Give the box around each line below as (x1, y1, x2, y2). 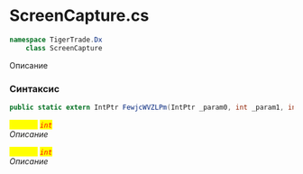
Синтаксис (9, 82, 60, 95)
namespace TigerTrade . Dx (9, 35, 103, 44)
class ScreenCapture (25, 43, 103, 52)
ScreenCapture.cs (9, 5, 150, 26)
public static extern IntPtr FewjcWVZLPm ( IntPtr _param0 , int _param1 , (9, 103, 284, 112)
